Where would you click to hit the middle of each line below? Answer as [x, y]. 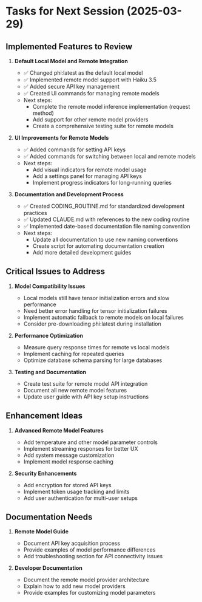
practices [35, 213]
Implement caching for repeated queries [74, 354]
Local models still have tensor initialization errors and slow [96, 298]
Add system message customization [69, 455]
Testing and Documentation [50, 372]
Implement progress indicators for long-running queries [102, 183]
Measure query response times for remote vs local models [96, 347]
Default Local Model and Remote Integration [71, 61]
